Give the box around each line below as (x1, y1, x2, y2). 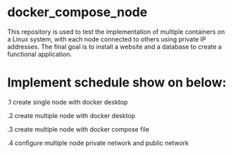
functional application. (7, 50, 73, 58)
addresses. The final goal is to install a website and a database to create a (7, 42, 222, 51)
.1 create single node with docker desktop (7, 98, 128, 106)
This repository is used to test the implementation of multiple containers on (7, 27, 225, 36)
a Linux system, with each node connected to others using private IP (7, 34, 206, 43)
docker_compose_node (7, 4, 148, 20)
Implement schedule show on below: (7, 75, 227, 91)
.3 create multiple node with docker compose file (7, 124, 150, 134)
